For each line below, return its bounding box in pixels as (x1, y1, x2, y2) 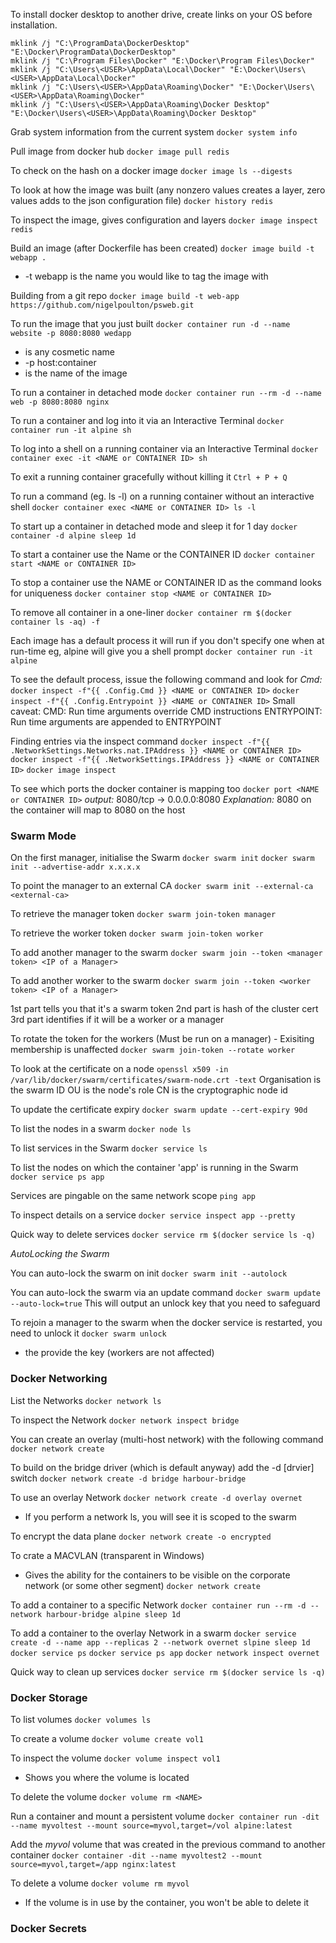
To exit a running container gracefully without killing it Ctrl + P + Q (10, 471, 288, 483)
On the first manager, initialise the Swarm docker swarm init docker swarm (10, 852, 315, 864)
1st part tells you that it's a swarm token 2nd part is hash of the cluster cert (10, 1003, 319, 1015)
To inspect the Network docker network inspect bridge (10, 1414, 240, 1426)
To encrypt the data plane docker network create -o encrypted (10, 1530, 272, 1542)
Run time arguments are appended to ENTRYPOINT (10, 716, 222, 728)
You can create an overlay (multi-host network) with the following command (10, 1433, 324, 1445)
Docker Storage (10, 1690, 88, 1704)
